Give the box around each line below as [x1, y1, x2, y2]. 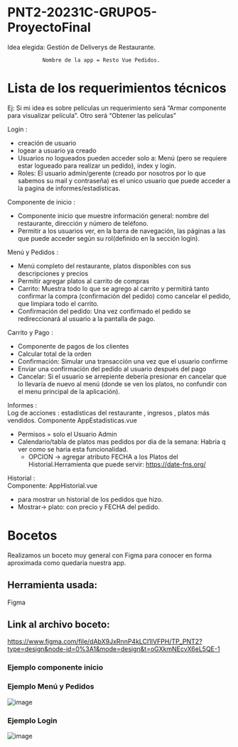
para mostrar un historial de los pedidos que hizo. [17, 495, 163, 503]
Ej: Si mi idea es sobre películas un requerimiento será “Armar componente [7, 104, 227, 112]
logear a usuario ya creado [17, 146, 97, 155]
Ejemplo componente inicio [7, 663, 104, 672]
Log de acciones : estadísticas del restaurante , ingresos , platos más [7, 408, 210, 417]
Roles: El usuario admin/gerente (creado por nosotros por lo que [17, 168, 206, 178]
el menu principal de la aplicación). [17, 387, 121, 396]
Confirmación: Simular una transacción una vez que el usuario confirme [17, 356, 228, 366]
